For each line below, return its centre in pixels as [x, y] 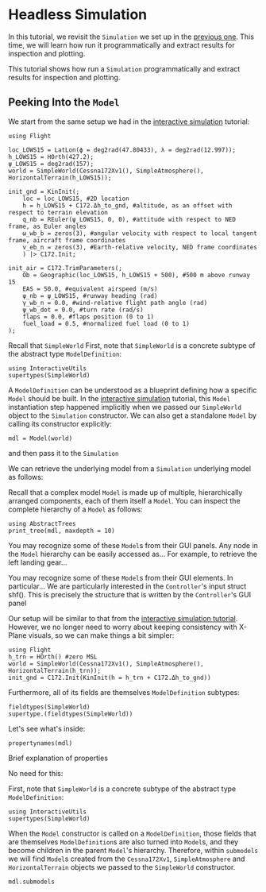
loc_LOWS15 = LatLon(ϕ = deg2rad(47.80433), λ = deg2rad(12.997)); [122, 150]
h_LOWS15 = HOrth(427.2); [51, 156]
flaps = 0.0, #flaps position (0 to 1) [89, 317]
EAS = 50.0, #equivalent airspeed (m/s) [90, 289]
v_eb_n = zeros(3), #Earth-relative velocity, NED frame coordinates [140, 247]
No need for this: [36, 773]
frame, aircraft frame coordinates [67, 240]
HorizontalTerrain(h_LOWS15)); [60, 178]
